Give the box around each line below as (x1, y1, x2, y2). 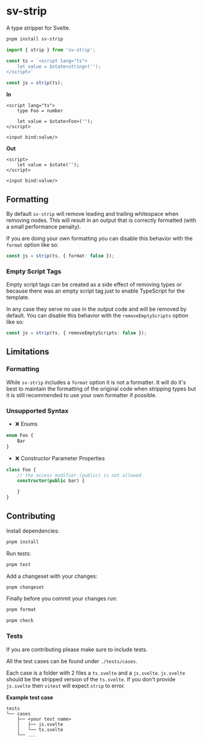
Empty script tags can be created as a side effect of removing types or (6, 281, 182, 288)
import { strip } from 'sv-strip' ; (6, 47, 96, 53)
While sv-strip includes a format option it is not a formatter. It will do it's (6, 378, 186, 386)
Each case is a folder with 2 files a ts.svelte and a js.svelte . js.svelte (6, 669, 186, 676)
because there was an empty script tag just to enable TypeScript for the (6, 287, 185, 294)
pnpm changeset (6, 584, 45, 590)
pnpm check (6, 618, 34, 624)
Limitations (6, 346, 49, 357)
